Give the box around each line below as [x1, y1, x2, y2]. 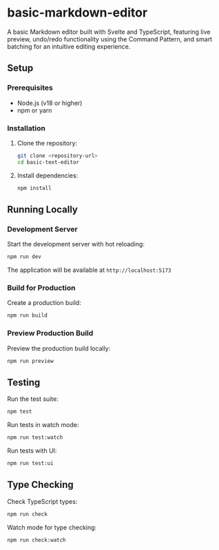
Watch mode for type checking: [7, 523, 97, 531]
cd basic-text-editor [17, 159, 79, 166]
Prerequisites [7, 83, 53, 92]
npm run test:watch [7, 434, 63, 441]
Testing [7, 376, 41, 388]
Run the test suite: [7, 395, 59, 403]
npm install [17, 184, 52, 191]
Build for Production [7, 283, 76, 293]
